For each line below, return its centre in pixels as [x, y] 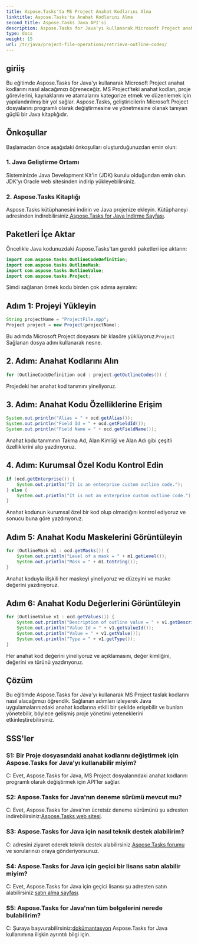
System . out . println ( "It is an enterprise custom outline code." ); [100, 484]
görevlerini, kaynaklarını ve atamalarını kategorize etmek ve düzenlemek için [99, 95]
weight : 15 [19, 39]
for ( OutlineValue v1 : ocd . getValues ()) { [60, 617]
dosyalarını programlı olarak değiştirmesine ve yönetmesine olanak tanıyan [97, 108]
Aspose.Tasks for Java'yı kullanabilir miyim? [71, 763]
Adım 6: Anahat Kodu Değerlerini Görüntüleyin [93, 603]
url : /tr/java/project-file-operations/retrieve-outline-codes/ [87, 45]
